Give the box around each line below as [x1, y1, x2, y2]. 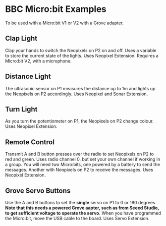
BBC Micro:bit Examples [5, 3, 107, 15]
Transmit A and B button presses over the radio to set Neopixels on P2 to [5, 151, 154, 157]
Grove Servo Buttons [5, 186, 71, 195]
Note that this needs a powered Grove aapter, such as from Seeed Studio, [5, 205, 160, 211]
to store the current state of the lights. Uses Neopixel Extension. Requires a [5, 53, 159, 58]
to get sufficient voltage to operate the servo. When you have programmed [5, 210, 161, 216]
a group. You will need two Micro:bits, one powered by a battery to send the [5, 162, 160, 168]
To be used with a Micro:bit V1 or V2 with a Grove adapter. [5, 20, 124, 26]
